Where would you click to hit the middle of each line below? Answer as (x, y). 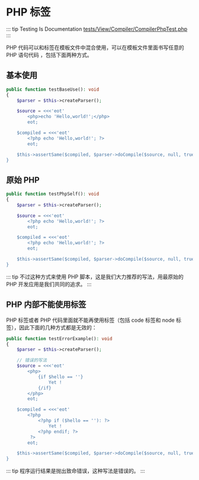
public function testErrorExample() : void (59, 338)
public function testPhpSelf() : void (53, 194)
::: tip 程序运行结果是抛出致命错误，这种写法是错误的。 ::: (76, 471)
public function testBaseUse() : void (53, 89)
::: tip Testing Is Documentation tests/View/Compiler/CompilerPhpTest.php (97, 29)
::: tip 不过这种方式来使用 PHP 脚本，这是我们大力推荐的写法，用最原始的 (95, 277)
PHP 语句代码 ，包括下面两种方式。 (49, 55)
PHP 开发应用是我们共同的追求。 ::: (49, 284)
